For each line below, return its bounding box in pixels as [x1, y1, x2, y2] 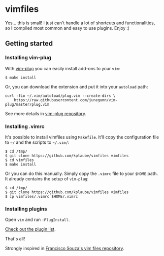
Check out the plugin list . [5, 226, 56, 232]
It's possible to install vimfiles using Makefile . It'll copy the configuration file [5, 134, 159, 140]
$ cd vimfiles [5, 157, 34, 163]
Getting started [5, 40, 53, 48]
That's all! [5, 236, 25, 242]
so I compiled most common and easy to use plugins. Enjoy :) [5, 25, 130, 31]
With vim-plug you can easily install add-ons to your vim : [5, 65, 120, 71]
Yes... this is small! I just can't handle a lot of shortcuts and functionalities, [5, 20, 155, 26]
